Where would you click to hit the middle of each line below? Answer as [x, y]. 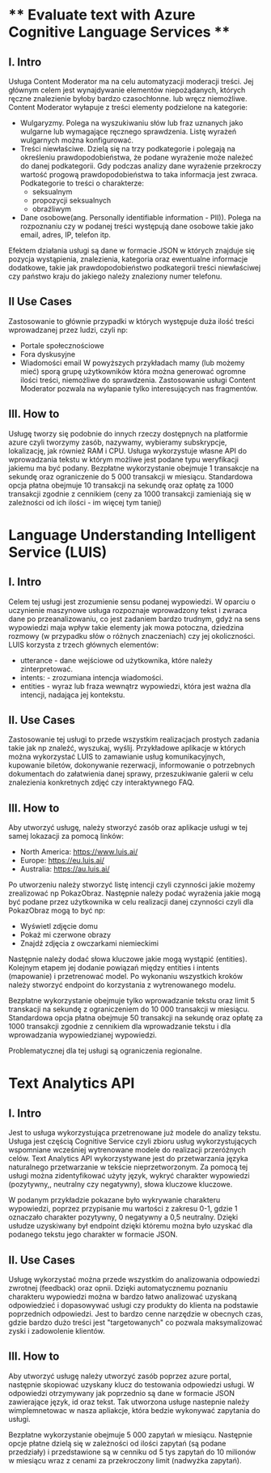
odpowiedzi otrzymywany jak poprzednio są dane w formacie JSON [122, 1393]
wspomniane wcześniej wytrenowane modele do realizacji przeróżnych [127, 1150]
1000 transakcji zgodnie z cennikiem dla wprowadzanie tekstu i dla [120, 1027]
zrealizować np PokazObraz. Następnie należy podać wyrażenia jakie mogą [135, 893]
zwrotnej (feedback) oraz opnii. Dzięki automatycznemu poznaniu [118, 1288]
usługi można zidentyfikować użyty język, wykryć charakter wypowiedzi [129, 1176]
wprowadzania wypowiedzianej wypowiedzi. [83, 1035]
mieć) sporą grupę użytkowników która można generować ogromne [133, 371]
